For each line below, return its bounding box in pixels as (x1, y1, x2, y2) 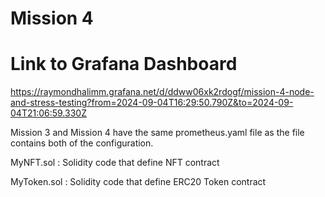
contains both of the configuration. (10, 137, 154, 149)
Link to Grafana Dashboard (10, 53, 238, 76)
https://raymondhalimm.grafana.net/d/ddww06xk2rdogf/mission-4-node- (10, 86, 315, 98)
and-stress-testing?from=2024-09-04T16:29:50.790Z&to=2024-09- (10, 97, 294, 109)
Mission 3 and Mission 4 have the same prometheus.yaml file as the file (10, 127, 305, 139)
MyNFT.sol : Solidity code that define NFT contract (10, 157, 220, 169)
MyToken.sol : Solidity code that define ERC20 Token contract (10, 176, 267, 188)
